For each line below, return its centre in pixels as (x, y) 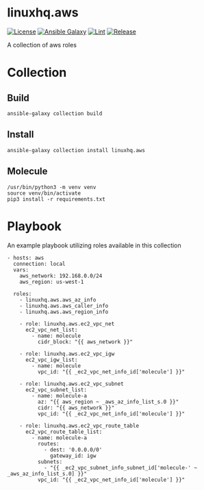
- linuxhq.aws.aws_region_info (64, 312)
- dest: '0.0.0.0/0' (73, 450)
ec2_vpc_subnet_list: (56, 390)
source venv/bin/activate (44, 193)
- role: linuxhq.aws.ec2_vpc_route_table (79, 426)
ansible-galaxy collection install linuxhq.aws (76, 150)
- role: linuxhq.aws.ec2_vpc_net (67, 323)
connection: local (40, 264)
